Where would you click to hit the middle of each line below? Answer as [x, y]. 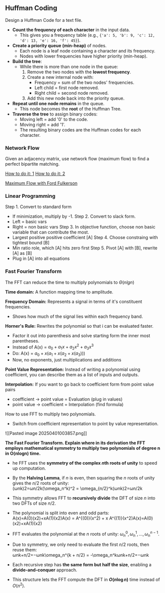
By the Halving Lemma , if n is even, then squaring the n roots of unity [83, 477]
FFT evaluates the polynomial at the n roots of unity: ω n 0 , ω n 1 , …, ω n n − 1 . [86, 534]
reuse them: [25, 550]
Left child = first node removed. [67, 88]
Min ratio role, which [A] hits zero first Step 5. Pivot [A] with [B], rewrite [85, 248]
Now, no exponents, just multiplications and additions [67, 359]
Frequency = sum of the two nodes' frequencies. [84, 82]
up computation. [29, 468]
